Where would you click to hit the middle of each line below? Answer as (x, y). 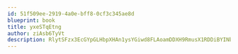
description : (27, 40)
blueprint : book (31, 20)
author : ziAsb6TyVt (36, 33)
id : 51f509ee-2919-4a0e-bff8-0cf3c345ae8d (71, 14)
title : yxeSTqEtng (34, 27)
